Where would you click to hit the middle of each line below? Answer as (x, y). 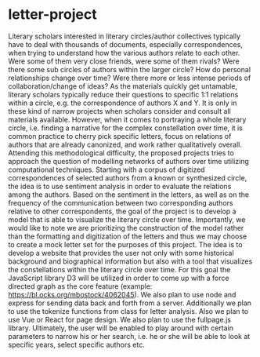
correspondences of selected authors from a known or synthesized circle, (128, 177)
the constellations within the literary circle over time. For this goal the (119, 269)
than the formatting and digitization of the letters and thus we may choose (128, 236)
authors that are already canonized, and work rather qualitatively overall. (125, 144)
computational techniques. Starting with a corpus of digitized (107, 169)
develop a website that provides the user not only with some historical (121, 253)
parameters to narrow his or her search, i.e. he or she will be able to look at (129, 336)
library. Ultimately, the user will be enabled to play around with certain (121, 328)
